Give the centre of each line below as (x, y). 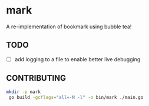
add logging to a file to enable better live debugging (77, 59)
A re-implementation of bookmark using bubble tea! (69, 26)
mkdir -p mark (24, 92)
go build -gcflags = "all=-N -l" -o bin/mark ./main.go (76, 97)
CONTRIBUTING (36, 78)
